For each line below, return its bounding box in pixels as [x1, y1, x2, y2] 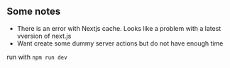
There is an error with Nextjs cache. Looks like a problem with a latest [16, 24, 221, 32]
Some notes [6, 6, 61, 18]
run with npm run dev [6, 53, 68, 61]
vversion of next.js [16, 32, 72, 40]
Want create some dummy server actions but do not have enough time [16, 39, 224, 48]
